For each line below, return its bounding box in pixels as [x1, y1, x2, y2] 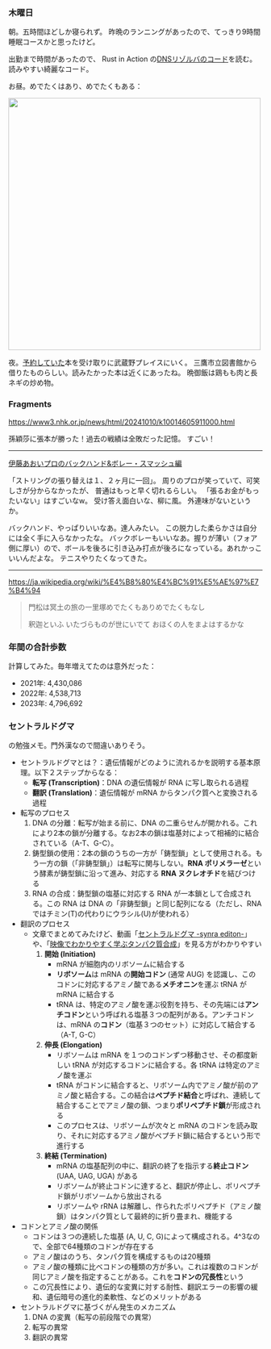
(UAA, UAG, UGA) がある [56, 1171, 139, 1181]
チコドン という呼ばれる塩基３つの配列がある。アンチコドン [56, 1010, 254, 1020]
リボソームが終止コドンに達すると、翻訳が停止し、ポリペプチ [56, 1181, 261, 1191]
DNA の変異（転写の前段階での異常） [31, 1313, 156, 1322]
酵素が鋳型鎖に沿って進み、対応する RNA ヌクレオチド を [39, 869, 228, 879]
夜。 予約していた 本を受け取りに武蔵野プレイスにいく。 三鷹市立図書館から [8, 357, 258, 368]
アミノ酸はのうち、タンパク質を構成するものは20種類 [31, 1252, 211, 1262]
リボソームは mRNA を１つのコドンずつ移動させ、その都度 [56, 1050, 252, 1060]
